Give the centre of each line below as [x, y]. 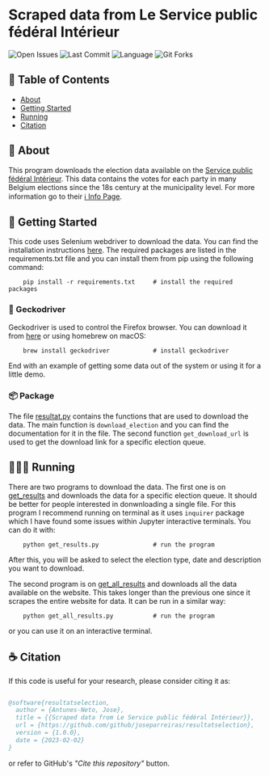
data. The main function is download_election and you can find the [119, 424]
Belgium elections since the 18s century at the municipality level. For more [132, 187]
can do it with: [32, 529]
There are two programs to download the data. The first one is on [117, 487]
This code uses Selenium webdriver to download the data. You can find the [133, 242]
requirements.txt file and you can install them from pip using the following [131, 259]
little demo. [27, 374]
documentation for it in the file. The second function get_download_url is [128, 433]
